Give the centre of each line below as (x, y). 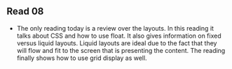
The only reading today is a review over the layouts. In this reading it (115, 28)
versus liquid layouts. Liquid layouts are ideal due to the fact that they (117, 43)
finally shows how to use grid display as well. (82, 58)
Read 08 (25, 11)
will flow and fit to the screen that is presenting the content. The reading (121, 50)
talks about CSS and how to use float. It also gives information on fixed (119, 36)
